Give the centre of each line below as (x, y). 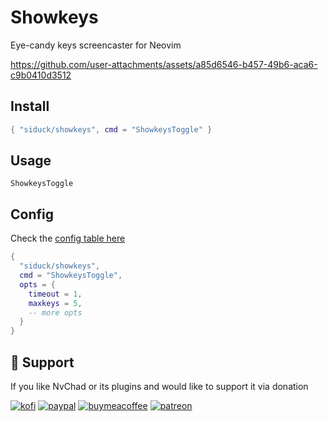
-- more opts (55, 312)
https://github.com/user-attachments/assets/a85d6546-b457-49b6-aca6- (164, 64)
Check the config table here (68, 238)
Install (30, 106)
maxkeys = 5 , (55, 303)
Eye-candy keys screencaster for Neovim (96, 45)
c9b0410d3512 (41, 75)
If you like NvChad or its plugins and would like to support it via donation (159, 386)
